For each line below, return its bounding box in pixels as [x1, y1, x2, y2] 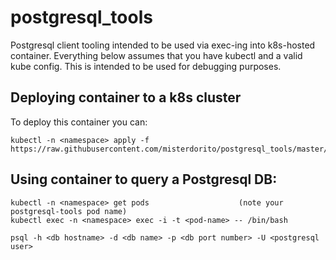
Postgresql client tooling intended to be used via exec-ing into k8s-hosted [10, 39, 316, 51]
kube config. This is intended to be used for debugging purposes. [10, 60, 282, 72]
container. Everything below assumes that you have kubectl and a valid [10, 49, 303, 61]
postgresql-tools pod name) [10, 206, 128, 216]
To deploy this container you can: [10, 116, 148, 128]
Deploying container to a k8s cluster [10, 89, 242, 106]
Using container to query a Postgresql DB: [10, 171, 278, 188]
